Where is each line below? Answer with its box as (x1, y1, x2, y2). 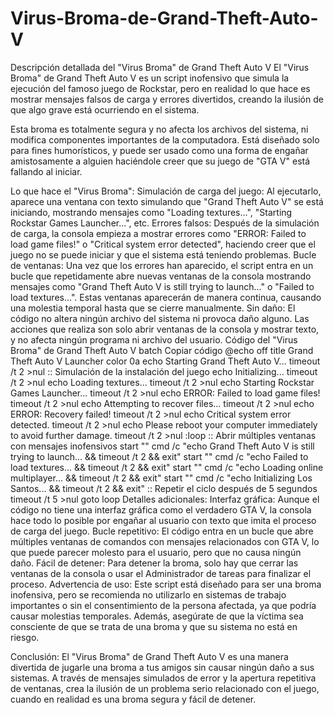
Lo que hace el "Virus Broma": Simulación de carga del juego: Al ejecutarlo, (10, 185, 322, 197)
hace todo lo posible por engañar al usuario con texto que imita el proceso (10, 514, 317, 526)
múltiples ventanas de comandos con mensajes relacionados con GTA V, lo (10, 535, 320, 547)
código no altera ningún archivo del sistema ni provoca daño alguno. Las (10, 312, 310, 324)
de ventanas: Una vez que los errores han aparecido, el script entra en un (10, 259, 314, 271)
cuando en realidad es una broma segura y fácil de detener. (10, 693, 257, 705)
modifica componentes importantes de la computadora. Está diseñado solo (10, 133, 320, 146)
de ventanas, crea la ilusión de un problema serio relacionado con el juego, (10, 682, 320, 694)
